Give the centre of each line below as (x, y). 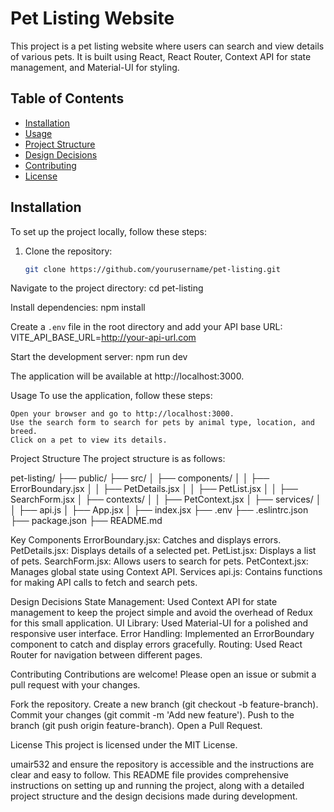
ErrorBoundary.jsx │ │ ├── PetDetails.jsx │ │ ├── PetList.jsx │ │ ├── (154, 489)
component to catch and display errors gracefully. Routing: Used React (156, 644)
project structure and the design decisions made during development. (154, 796)
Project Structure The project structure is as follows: (118, 459)
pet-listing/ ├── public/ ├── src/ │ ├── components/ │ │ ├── (140, 478)
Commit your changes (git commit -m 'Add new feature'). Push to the (152, 715)
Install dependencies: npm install (78, 308)
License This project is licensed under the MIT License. (124, 745)
